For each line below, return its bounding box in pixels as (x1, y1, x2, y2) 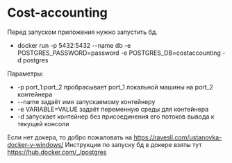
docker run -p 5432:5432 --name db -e (17, 41, 131, 49)
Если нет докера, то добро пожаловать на (7, 133, 133, 141)
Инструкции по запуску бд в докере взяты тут (65, 140, 202, 148)
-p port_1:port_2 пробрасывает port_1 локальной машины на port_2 (17, 83, 214, 91)
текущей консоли (17, 119, 69, 128)
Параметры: (7, 69, 44, 78)
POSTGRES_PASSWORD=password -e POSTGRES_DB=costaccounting (17, 49, 221, 57)
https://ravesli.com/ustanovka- (133, 133, 222, 141)
